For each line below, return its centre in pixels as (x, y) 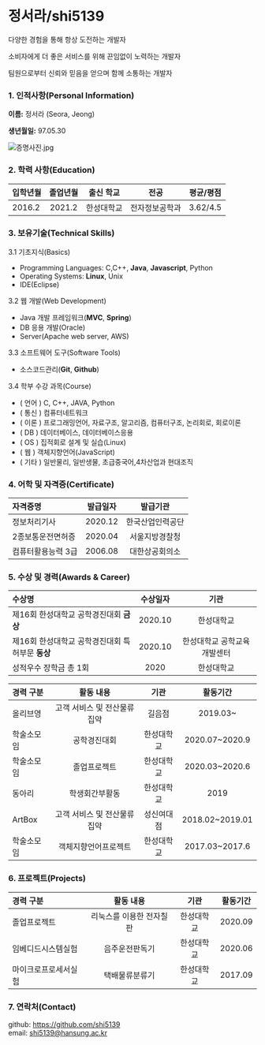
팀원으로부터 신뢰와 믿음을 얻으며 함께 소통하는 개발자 (90, 73)
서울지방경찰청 (155, 537)
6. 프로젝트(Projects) (47, 879)
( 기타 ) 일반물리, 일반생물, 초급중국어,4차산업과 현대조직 (106, 461)
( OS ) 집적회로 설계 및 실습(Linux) (73, 442)
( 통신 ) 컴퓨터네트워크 (54, 412)
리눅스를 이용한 (117, 916)
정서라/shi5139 (56, 16)
